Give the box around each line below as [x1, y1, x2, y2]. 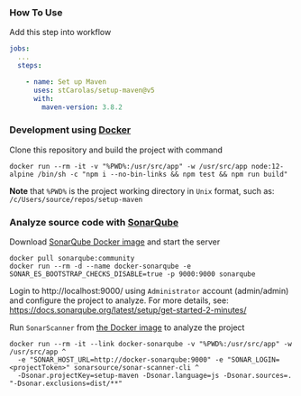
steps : [17, 61, 42, 70]
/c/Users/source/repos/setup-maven [9, 195, 143, 204]
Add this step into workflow [9, 27, 112, 38]
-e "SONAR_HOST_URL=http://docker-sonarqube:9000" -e [17, 355, 223, 364]
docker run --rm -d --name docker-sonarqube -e [9, 262, 192, 272]
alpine [9, 170, 34, 179]
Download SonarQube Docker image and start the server [9, 236, 221, 247]
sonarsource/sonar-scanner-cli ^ [73, 364, 200, 373]
